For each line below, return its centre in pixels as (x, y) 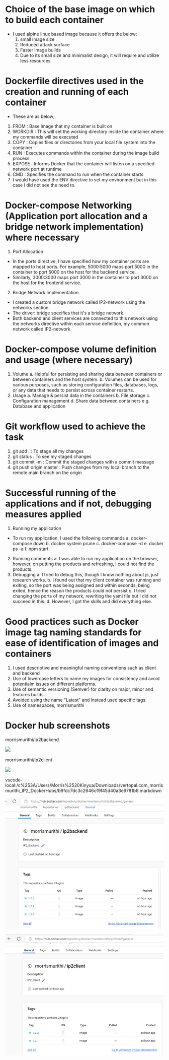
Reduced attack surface (45, 44)
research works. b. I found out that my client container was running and (87, 580)
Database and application (39, 406)
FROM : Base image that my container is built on (62, 126)
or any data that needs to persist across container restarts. (73, 390)
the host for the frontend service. (47, 283)
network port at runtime (37, 169)
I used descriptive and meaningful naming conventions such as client (84, 668)
